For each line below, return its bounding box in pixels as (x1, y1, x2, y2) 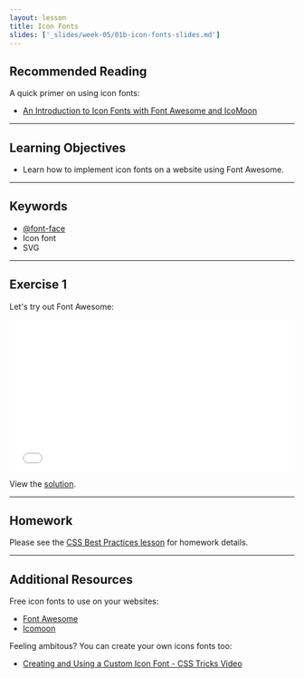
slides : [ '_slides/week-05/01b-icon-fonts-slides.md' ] (9, 30, 221, 39)
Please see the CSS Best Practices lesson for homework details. (9, 537, 249, 548)
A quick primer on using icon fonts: (9, 88, 140, 99)
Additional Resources (9, 572, 133, 587)
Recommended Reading (9, 63, 147, 79)
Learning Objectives (9, 140, 127, 155)
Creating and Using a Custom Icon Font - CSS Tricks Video (22, 658, 242, 669)
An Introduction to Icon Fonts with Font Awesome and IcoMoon (22, 105, 258, 116)
